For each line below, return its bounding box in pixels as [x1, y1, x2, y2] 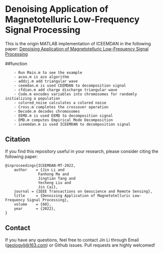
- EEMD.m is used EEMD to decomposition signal [14, 113, 113, 118]
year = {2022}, [14, 206, 56, 211]
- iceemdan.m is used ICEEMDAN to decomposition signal [14, 122, 131, 126]
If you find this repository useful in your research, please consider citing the [5, 148, 159, 154]
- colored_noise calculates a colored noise [14, 100, 107, 105]
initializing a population [5, 96, 60, 101]
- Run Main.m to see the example [14, 70, 82, 75]
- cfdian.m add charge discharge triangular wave [14, 87, 118, 92]
